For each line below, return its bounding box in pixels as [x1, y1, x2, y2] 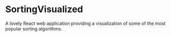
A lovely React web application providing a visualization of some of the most [5, 20, 166, 26]
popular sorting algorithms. [5, 25, 62, 31]
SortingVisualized [5, 4, 83, 15]
